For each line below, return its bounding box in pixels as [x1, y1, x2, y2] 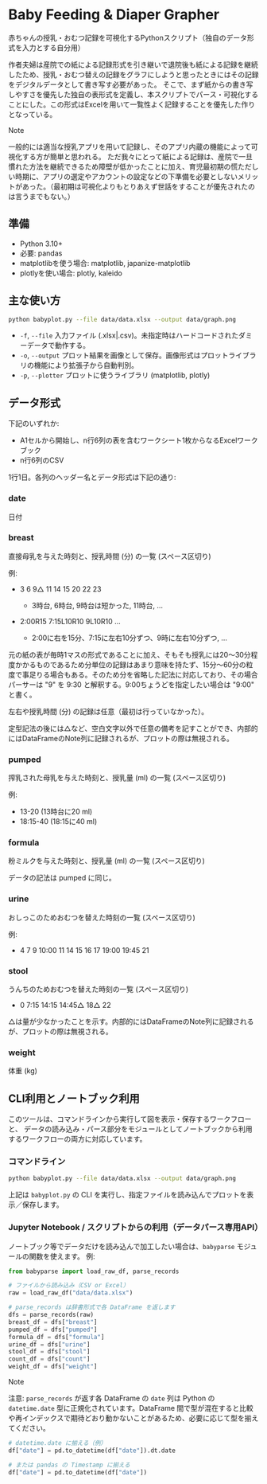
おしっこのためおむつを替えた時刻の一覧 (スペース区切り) [8, 912, 196, 922]
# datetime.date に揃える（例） [8, 1439, 107, 1447]
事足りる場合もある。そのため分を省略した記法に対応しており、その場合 [21, 670, 258, 679]
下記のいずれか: [8, 419, 60, 428]
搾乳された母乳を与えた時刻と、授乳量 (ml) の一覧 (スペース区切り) [8, 773, 226, 783]
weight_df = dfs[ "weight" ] [8, 1363, 98, 1371]
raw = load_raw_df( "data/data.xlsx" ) [8, 1289, 133, 1297]
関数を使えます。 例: [29, 1252, 95, 1261]
